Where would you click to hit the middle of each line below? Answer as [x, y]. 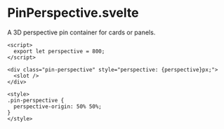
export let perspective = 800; [59, 51]
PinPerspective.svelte [73, 13]
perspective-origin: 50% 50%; [58, 107]
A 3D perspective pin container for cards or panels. [81, 32]
